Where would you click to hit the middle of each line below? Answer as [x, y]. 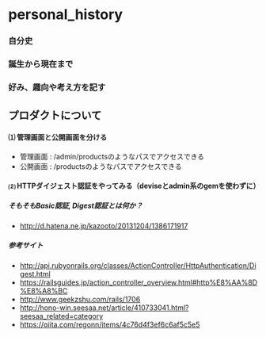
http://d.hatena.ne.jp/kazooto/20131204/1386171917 [104, 226]
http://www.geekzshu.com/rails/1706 [80, 300]
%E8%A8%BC [44, 291]
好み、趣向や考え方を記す [57, 87]
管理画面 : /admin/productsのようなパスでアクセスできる [112, 156]
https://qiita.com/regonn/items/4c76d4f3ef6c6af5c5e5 [110, 325]
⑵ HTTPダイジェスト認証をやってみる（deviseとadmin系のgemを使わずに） [134, 186]
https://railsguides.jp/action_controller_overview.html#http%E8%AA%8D [139, 282]
